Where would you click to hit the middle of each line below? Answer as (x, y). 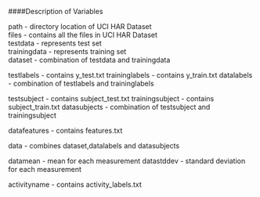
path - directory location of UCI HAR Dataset (80, 26)
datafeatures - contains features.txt (65, 130)
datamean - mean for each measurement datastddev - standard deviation (127, 161)
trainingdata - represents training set (67, 51)
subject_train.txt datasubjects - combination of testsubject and (109, 107)
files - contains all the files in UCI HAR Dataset (83, 35)
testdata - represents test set (55, 43)
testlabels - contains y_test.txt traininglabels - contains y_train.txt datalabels (130, 75)
